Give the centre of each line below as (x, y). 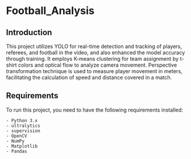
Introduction (29, 32)
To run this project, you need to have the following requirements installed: (95, 110)
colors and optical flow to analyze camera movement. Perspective (98, 65)
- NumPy (15, 141)
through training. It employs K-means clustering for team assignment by (93, 59)
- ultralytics (23, 126)
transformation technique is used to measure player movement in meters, (94, 71)
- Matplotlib (22, 146)
